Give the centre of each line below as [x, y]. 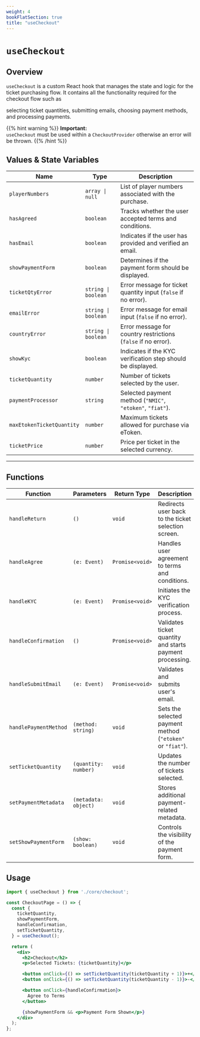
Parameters [90, 494]
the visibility [174, 835]
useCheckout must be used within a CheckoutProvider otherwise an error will [99, 135]
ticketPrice [26, 446]
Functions [25, 477]
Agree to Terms [46, 996]
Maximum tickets [144, 418]
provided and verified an [154, 243]
